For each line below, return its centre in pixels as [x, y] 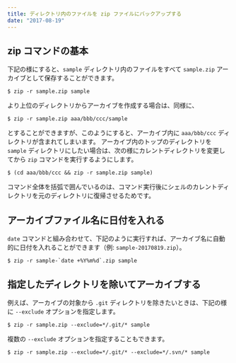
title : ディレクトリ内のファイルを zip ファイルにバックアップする [95, 14]
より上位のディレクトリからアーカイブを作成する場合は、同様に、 [103, 105]
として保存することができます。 [72, 78]
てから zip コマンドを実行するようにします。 [72, 159]
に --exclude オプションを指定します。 [63, 311]
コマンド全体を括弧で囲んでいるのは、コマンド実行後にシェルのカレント [112, 187]
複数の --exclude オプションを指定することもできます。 [88, 339]
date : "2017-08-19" [36, 21]
